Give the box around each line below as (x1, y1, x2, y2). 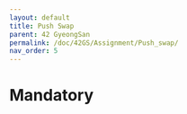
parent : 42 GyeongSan (9, 30, 91, 39)
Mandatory (9, 85, 94, 106)
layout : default (9, 13, 70, 22)
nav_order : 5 (9, 47, 58, 56)
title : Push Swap (9, 22, 75, 31)
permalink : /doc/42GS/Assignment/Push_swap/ (9, 38, 179, 48)
